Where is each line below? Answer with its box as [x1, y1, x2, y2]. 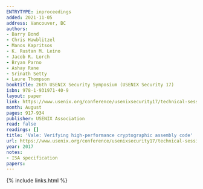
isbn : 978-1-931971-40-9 [6, 88, 69, 94]
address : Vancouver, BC [6, 20, 66, 26]
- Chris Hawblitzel [6, 37, 56, 43]
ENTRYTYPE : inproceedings [6, 8, 71, 15]
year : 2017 [6, 143, 34, 150]
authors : [6, 25, 28, 32]
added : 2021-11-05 [6, 14, 53, 21]
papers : [6, 161, 26, 167]
